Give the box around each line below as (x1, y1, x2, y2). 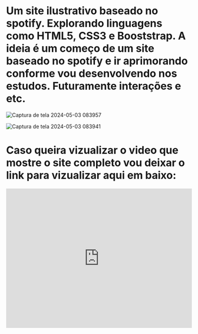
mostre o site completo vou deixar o (6, 156, 186, 169)
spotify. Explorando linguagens (6, 17, 163, 30)
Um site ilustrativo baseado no (6, 4, 159, 18)
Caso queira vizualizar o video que (6, 143, 179, 157)
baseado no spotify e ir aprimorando (6, 54, 188, 68)
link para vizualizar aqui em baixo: (6, 169, 177, 182)
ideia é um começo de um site (6, 42, 154, 55)
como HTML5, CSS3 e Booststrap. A (6, 30, 186, 42)
